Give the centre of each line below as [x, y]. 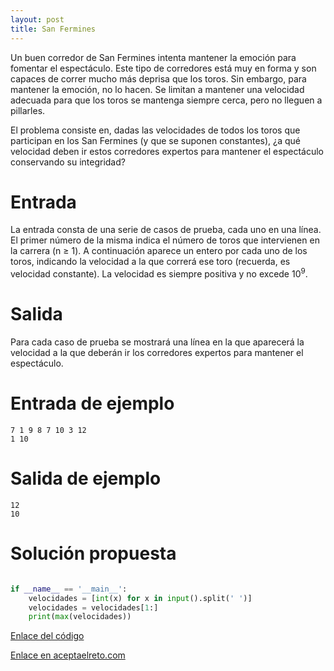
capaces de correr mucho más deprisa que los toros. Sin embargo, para [158, 78]
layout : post [37, 19]
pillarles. [28, 110]
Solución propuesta [93, 553]
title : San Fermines [53, 29]
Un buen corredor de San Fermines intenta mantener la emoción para [153, 57]
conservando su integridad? [68, 162]
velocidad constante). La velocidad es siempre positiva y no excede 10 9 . [159, 273]
